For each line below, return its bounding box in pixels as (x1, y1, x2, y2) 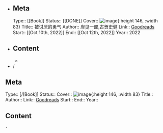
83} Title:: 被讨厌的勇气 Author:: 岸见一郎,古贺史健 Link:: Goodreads (12, 23, 155, 30)
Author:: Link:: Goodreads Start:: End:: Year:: (5, 97, 98, 103)
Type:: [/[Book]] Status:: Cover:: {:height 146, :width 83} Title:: (5, 91, 153, 97)
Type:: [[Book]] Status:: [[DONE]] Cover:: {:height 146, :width (12, 17, 158, 23)
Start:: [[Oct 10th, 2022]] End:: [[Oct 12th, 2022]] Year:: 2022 (12, 29, 141, 35)
